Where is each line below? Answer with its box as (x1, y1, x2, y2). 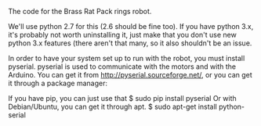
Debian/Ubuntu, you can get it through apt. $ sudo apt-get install (8, 102, 217, 111)
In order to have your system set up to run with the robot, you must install (8, 54, 245, 63)
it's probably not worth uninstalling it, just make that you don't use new (8, 31, 237, 39)
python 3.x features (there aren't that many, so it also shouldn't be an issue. (8, 38, 252, 48)
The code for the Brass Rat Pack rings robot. (8, 7, 152, 16)
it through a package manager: (8, 78, 108, 88)
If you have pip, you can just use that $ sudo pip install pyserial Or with (8, 94, 237, 103)
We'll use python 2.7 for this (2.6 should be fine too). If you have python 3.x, (8, 22, 254, 31)
